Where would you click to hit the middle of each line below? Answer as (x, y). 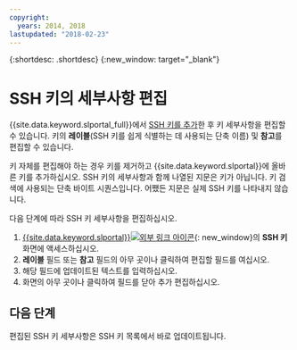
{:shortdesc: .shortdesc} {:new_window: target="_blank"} (115, 60)
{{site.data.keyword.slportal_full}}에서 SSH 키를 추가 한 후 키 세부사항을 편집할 (148, 125)
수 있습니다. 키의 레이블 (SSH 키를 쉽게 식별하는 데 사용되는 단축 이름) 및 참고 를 (146, 136)
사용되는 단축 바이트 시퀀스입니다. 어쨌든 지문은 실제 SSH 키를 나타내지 (149, 188)
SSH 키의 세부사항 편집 (88, 98)
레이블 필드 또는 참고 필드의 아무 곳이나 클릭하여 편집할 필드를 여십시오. (146, 260)
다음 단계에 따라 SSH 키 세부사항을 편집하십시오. (93, 219)
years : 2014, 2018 (52, 26)
